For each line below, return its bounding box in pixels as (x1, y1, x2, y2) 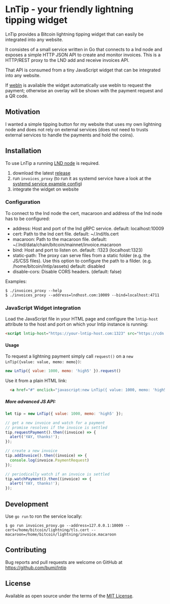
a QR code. (5, 93, 29, 99)
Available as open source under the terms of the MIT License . (5, 592, 134, 599)
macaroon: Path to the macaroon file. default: (12, 236, 107, 242)
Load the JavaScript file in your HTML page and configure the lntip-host (5, 316, 158, 322)
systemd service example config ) (12, 181, 82, 187)
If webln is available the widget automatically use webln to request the (5, 82, 152, 88)
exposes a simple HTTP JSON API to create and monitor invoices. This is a (5, 52, 161, 58)
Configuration (5, 199, 40, 206)
